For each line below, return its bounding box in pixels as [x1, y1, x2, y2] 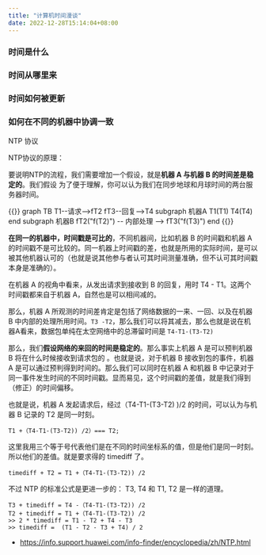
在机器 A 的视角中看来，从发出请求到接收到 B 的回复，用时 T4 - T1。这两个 [8, 279, 252, 289]
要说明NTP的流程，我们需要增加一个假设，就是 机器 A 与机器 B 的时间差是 [8, 170, 247, 179]
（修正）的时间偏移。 [8, 382, 78, 392]
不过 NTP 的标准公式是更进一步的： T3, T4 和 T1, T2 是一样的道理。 [8, 484, 228, 493]
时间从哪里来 [8, 70, 58, 81]
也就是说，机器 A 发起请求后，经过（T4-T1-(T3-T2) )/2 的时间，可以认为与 [8, 400, 251, 409]
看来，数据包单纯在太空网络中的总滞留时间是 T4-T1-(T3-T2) [19, 326, 214, 335]
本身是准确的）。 [8, 262, 61, 272]
